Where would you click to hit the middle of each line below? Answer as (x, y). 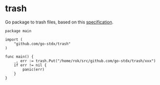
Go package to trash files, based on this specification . (59, 22)
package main (18, 31)
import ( (14, 40)
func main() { (20, 57)
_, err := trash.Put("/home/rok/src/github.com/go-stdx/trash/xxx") (85, 61)
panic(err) (34, 69)
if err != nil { (30, 65)
